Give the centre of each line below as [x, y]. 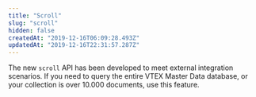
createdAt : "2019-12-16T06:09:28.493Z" [74, 38]
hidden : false [32, 30]
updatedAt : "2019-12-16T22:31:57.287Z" [74, 45]
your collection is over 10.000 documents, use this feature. [104, 85]
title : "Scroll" [35, 16]
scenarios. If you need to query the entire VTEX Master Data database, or [128, 76]
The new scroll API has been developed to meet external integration [121, 68]
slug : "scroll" [33, 23]
